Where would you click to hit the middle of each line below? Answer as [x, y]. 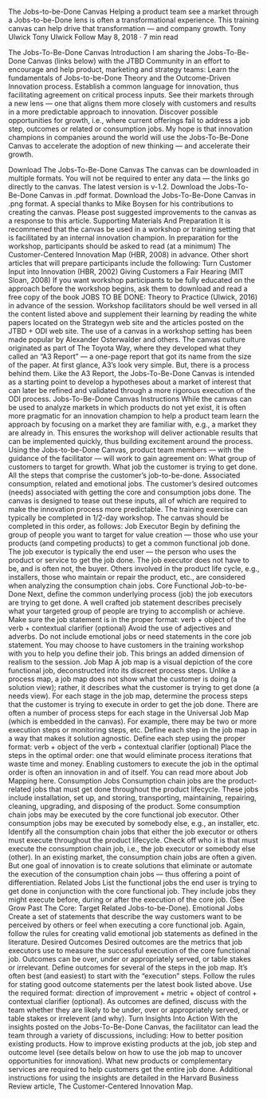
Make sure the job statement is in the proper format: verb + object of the [127, 619]
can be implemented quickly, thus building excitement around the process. [131, 441]
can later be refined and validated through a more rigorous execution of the [132, 390]
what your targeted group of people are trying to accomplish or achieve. [127, 611]
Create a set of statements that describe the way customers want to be [125, 916]
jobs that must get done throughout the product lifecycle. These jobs [146, 789]
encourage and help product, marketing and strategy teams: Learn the [124, 69]
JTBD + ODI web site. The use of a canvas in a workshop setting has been [130, 331]
